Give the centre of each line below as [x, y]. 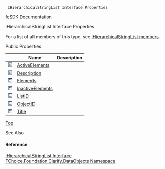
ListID [23, 96]
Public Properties [23, 46]
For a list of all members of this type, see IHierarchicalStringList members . [83, 37]
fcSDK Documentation [28, 17]
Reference [16, 145]
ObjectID [26, 104]
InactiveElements [35, 88]
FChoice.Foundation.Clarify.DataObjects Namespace [60, 161]
